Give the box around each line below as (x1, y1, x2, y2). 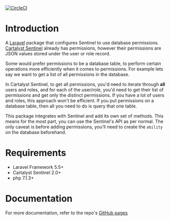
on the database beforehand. (5, 129, 66, 135)
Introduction (5, 23, 59, 34)
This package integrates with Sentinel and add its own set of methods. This (5, 113, 164, 119)
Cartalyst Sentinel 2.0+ (12, 169, 61, 175)
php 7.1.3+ (12, 174, 34, 181)
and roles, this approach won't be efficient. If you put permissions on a (5, 97, 154, 103)
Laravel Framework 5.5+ (12, 164, 64, 170)
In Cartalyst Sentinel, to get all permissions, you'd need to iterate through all (5, 81, 165, 87)
